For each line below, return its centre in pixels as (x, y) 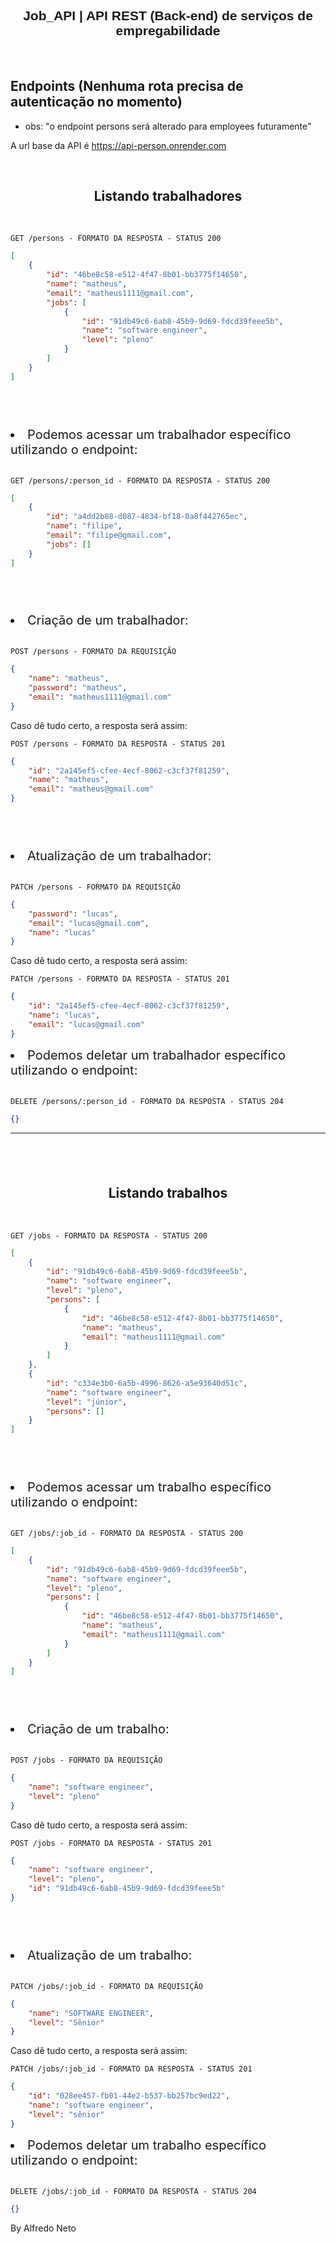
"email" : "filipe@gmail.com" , (109, 535)
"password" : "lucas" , (73, 914)
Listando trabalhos (168, 1193)
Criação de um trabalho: (98, 1729)
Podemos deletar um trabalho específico (147, 2145)
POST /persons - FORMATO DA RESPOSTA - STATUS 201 (118, 744)
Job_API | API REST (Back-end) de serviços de (168, 16)
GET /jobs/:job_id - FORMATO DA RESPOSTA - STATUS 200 (127, 1534)
